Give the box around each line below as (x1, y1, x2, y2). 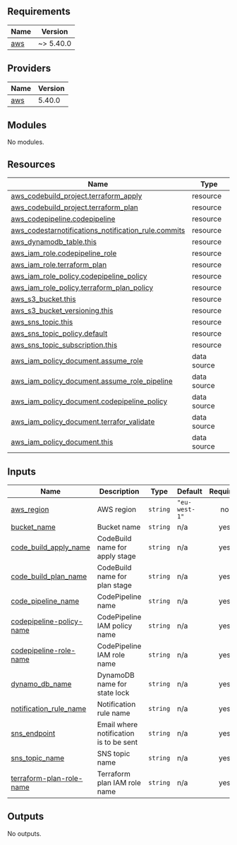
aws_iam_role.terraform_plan (11, 260, 107, 270)
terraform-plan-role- (11, 774, 83, 784)
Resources (7, 158, 56, 170)
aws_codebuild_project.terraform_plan (11, 202, 139, 212)
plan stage (97, 580, 132, 590)
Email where (97, 719, 138, 729)
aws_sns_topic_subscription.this (11, 340, 118, 350)
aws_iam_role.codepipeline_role (11, 248, 117, 258)
